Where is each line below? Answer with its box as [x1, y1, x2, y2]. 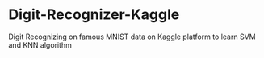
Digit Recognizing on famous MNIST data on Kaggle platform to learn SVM [8, 32, 256, 41]
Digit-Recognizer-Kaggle [8, 6, 180, 24]
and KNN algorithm [8, 40, 73, 49]
